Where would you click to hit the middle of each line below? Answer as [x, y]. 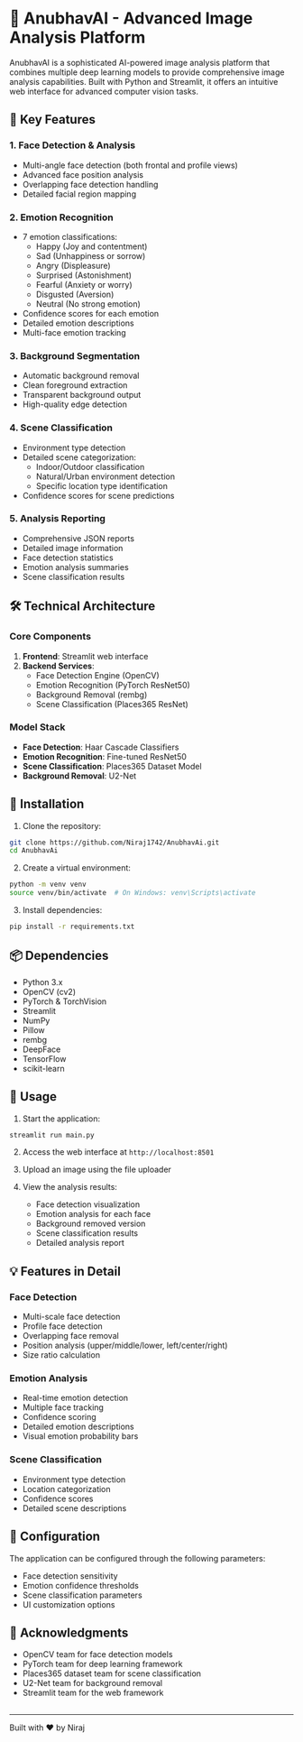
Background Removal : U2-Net [79, 776]
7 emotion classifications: [70, 236]
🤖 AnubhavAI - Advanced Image [131, 18]
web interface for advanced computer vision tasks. [104, 91]
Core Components [50, 637]
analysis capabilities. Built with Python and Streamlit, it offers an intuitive [144, 81]
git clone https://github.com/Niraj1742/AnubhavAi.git [115, 843]
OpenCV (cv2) [49, 991]
